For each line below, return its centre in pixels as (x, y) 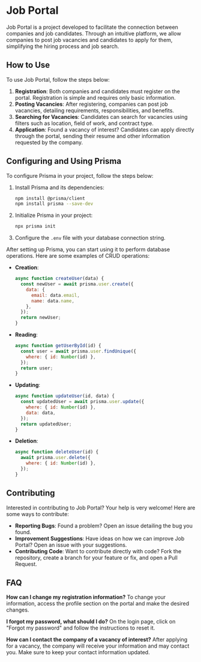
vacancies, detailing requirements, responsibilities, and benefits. (94, 110)
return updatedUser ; (46, 424)
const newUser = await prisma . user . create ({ (77, 284)
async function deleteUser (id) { (57, 452)
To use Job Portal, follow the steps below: (58, 79)
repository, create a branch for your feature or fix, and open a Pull (96, 557)
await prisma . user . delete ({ (56, 458)
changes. (18, 610)
